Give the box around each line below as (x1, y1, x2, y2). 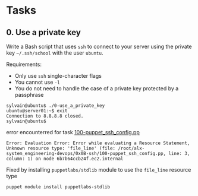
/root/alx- (118, 146, 145, 151)
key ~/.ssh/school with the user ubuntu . (6, 49, 103, 56)
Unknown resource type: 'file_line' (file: (6, 146, 116, 151)
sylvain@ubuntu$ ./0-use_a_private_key (6, 103, 105, 109)
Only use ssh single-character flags (14, 72, 102, 79)
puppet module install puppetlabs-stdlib (6, 184, 111, 190)
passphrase (14, 91, 44, 98)
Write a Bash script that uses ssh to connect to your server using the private (6, 43, 192, 50)
